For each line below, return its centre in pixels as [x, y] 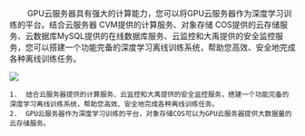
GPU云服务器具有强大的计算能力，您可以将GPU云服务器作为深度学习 [155, 13]
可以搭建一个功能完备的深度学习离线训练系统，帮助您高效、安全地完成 [164, 47]
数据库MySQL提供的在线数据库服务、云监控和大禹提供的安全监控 [154, 36]
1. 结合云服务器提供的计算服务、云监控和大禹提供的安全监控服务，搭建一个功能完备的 [149, 94]
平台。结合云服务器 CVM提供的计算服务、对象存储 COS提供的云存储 [152, 24]
